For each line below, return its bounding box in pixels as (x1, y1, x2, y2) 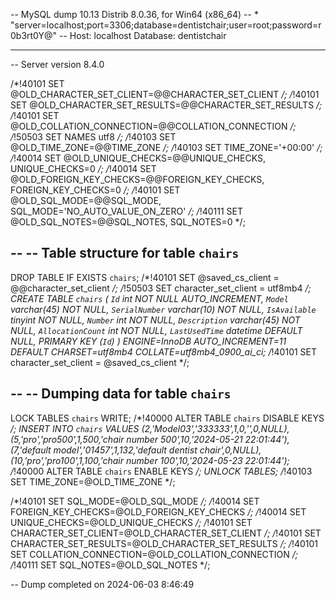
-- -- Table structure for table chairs (10, 245, 240, 262)
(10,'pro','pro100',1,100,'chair (10, 454, 125, 466)
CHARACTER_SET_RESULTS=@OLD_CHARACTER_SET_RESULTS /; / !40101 (10, 537, 319, 549)
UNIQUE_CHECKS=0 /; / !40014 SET (10, 163, 157, 174)
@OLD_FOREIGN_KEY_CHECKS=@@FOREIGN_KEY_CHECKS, (10, 174, 265, 185)
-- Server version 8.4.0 (10, 59, 105, 70)
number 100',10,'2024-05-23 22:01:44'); (125, 454, 290, 466)
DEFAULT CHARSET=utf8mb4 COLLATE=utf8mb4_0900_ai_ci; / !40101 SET (10, 345, 318, 358)
